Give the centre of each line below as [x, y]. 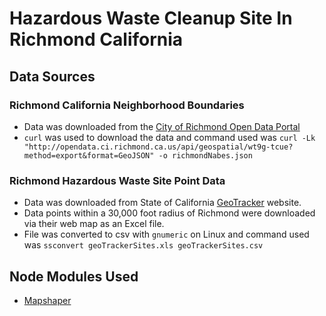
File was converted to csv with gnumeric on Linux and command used [166, 234]
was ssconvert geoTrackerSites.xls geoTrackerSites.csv [143, 245]
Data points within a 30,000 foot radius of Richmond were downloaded [169, 213]
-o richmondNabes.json [205, 155]
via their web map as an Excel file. [94, 224]
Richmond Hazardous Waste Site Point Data [117, 180]
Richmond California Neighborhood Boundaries [127, 105]
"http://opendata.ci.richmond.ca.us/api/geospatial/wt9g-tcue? [158, 147]
